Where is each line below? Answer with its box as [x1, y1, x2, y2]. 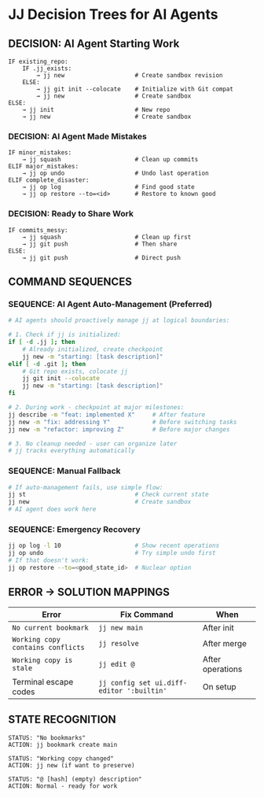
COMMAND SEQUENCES [8, 275, 132, 288]
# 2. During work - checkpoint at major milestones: [8, 404, 185, 412]
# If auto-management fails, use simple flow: [8, 483, 163, 491]
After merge [202, 637, 247, 648]
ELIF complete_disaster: [8, 176, 90, 184]
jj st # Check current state [8, 490, 210, 499]
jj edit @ [98, 659, 135, 668]
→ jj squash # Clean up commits [22, 156, 199, 164]
